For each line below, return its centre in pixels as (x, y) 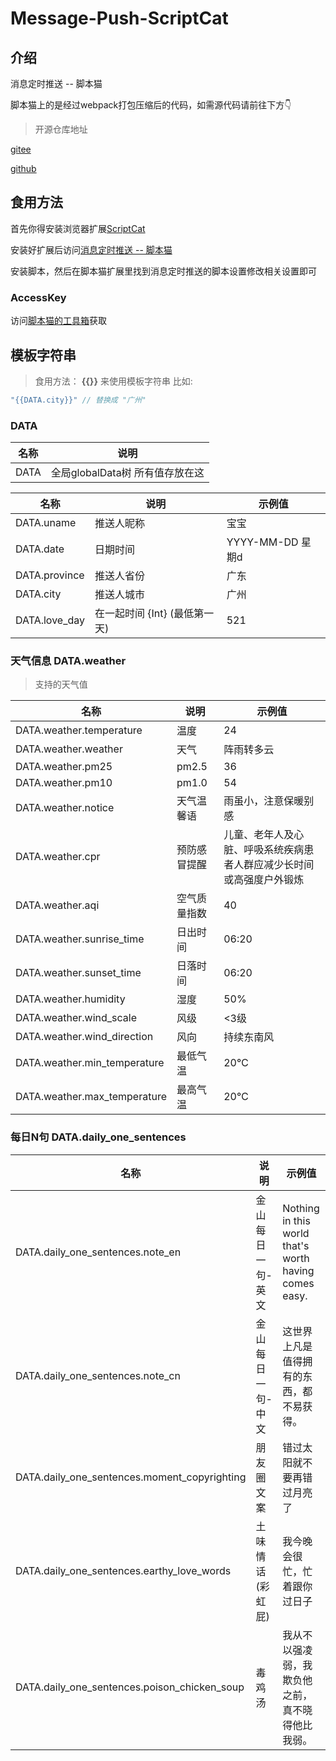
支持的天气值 (61, 684)
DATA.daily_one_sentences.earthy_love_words (123, 1570)
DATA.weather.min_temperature (90, 1063)
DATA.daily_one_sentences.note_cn (98, 1375)
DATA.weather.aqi (57, 905)
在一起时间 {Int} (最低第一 (154, 614)
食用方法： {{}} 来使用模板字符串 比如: (113, 381)
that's (296, 1245)
